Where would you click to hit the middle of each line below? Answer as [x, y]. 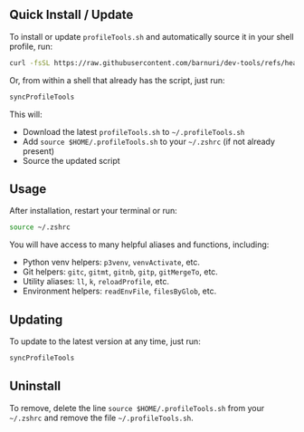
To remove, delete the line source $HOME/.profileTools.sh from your [137, 408]
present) [38, 151]
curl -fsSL [30, 62]
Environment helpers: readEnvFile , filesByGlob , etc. [119, 291]
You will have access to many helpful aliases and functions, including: [139, 245]
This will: [26, 114]
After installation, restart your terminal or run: [94, 211]
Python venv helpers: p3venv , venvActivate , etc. [111, 263]
